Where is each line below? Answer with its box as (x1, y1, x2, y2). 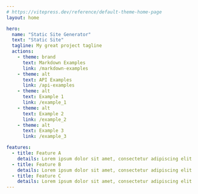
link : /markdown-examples (22, 65, 88, 71)
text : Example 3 (22, 128, 64, 134)
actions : (12, 48, 34, 55)
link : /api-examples (22, 82, 75, 88)
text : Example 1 (22, 94, 64, 100)
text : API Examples (22, 77, 72, 83)
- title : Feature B (12, 161, 62, 168)
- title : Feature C (12, 173, 62, 179)
